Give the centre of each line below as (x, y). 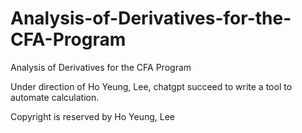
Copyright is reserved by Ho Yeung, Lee (92, 116)
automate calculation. (55, 97)
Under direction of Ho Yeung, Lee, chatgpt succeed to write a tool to (151, 86)
